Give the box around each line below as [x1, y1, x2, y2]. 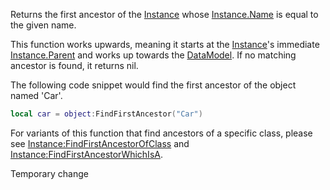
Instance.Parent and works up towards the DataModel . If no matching [10, 49, 297, 61]
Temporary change [10, 167, 89, 179]
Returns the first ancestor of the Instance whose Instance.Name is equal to [10, 9, 319, 20]
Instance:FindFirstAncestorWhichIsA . [10, 148, 163, 160]
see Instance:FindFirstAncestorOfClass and [10, 137, 190, 149]
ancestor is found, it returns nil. [10, 60, 139, 71]
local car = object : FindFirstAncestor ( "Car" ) [10, 109, 203, 119]
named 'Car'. [10, 90, 63, 101]
